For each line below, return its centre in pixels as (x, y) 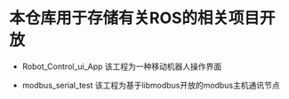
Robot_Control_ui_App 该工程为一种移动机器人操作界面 (122, 66)
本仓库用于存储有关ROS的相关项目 (135, 18)
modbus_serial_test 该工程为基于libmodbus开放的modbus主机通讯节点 (151, 85)
